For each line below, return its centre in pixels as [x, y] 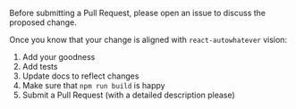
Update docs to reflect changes [80, 76]
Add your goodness [59, 57]
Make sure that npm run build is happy [93, 85]
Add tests [40, 67]
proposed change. [43, 22]
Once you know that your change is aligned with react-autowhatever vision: [148, 40]
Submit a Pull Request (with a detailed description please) [128, 95]
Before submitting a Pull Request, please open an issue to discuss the [138, 13]
